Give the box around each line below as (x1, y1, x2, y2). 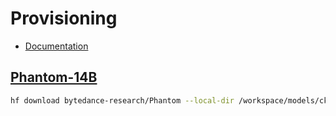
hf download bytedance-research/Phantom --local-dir (10, 95, 235, 106)
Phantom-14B (10, 69, 98, 86)
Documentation (24, 40, 89, 52)
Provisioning (10, 7, 118, 30)
